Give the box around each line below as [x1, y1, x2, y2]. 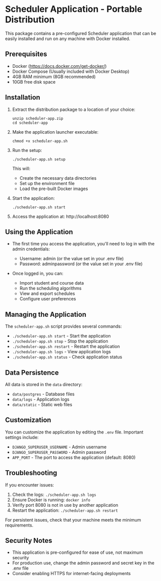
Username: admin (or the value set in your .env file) [19, 256, 124, 262]
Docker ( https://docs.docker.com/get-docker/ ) [12, 63, 107, 69]
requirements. [5, 522, 33, 528]
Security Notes [5, 536, 53, 545]
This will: [12, 165, 31, 171]
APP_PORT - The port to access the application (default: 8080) [12, 454, 136, 460]
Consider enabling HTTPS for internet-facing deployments [12, 571, 131, 577]
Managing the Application [5, 310, 87, 319]
